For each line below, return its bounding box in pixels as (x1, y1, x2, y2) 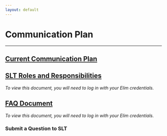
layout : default (5, 7, 39, 12)
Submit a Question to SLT (5, 125, 68, 132)
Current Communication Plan (5, 54, 97, 63)
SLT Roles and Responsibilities (5, 72, 102, 80)
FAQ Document (5, 99, 53, 108)
